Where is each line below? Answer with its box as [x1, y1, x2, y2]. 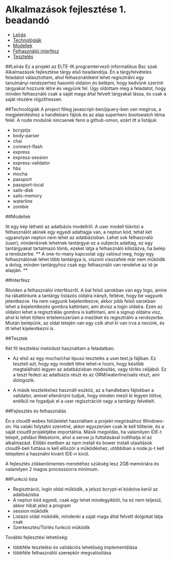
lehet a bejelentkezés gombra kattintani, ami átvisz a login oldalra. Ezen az [5, 303, 163, 310]
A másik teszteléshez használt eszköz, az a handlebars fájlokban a [12, 387, 154, 393]
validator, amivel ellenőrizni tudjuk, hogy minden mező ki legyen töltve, [12, 392, 163, 399]
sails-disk [12, 187, 33, 193]
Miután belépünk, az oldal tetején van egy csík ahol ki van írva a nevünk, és [5, 320, 165, 326]
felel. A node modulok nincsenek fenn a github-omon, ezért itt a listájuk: [5, 117, 158, 123]
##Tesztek [5, 335, 28, 341]
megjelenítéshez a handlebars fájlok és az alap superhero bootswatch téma [5, 112, 165, 118]
